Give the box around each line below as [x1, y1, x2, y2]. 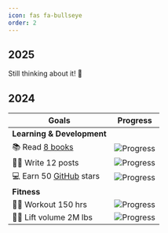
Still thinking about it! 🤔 [8, 68, 82, 79]
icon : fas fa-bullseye [8, 11, 82, 20]
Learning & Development [12, 128, 108, 139]
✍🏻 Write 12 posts [12, 157, 79, 168]
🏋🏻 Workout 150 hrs [12, 199, 88, 210]
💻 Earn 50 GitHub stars [12, 171, 100, 182]
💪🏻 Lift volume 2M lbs [12, 212, 93, 223]
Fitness [12, 187, 41, 198]
